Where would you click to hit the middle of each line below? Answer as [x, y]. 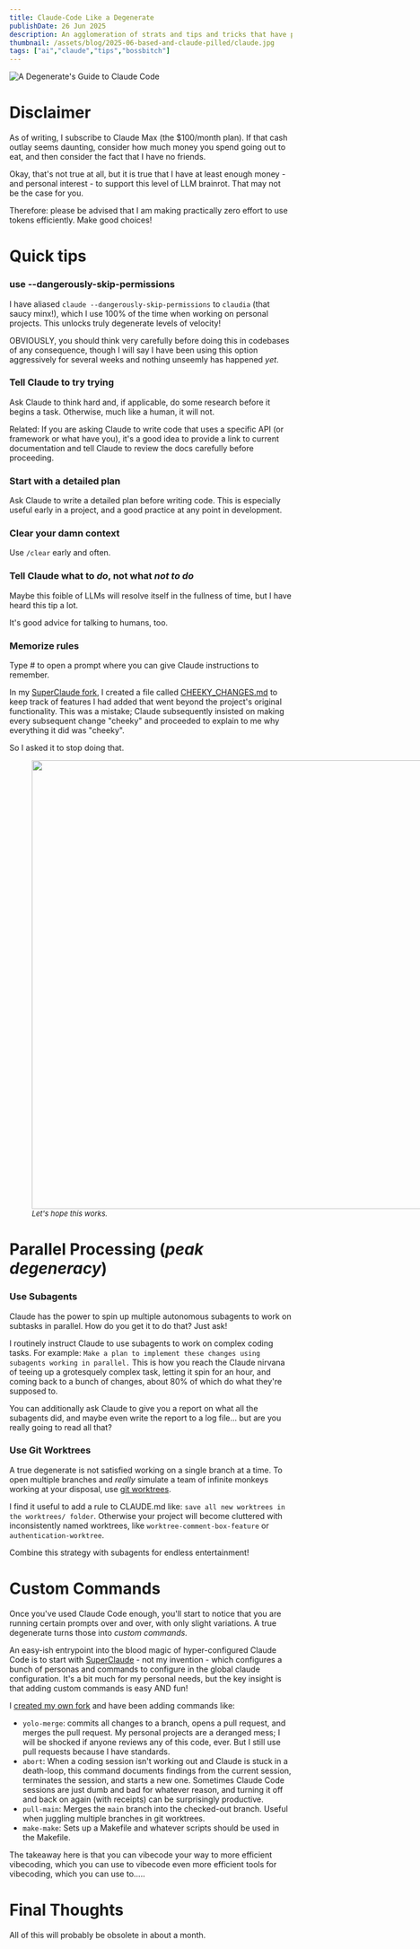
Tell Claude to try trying [62, 382]
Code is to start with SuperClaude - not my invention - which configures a [146, 1659]
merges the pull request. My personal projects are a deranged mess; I [151, 1732]
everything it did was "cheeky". [67, 730]
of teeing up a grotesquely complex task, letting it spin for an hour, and [140, 1372]
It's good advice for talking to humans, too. [89, 622]
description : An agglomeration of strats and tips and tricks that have [148, 34]
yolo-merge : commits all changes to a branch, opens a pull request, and [154, 1723]
